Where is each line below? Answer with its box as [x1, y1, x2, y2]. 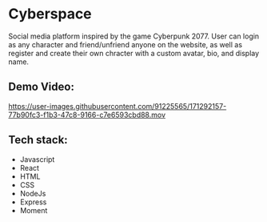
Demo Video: [8, 80, 74, 94]
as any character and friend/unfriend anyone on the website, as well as [8, 39, 242, 49]
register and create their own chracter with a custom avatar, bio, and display [8, 48, 260, 58]
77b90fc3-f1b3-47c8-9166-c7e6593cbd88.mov [8, 110, 166, 119]
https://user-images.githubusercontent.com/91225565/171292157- [8, 101, 227, 111]
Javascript [19, 154, 55, 164]
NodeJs [19, 188, 46, 198]
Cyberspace [8, 5, 92, 23]
